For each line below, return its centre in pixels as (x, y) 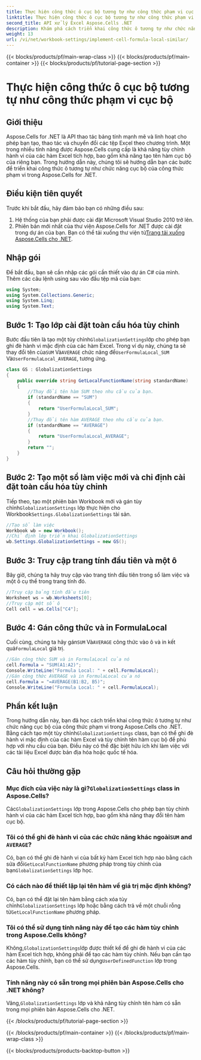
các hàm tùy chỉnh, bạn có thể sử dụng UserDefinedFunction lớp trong (92, 960)
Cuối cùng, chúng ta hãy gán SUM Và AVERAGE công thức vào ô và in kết (91, 642)
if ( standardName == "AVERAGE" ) (68, 425)
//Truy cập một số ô (33, 603)
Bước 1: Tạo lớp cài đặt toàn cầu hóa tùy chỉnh (93, 325)
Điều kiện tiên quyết (44, 193)
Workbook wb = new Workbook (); (45, 531)
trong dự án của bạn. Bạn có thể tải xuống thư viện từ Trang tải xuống (100, 232)
